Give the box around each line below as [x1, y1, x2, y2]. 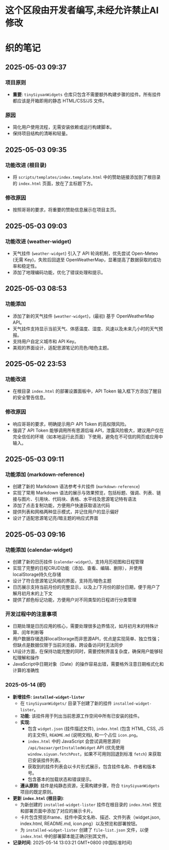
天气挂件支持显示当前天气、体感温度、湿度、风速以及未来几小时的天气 [12, 325, 159, 332]
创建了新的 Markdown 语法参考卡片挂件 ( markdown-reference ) [12, 483, 140, 489]
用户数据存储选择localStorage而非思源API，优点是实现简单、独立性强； [12, 636, 161, 642]
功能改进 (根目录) [5, 162, 47, 169]
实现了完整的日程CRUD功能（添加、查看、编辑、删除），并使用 [12, 565, 143, 571]
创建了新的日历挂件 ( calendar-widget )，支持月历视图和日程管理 [12, 559, 144, 565]
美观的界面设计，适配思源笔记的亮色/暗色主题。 [12, 344, 112, 351]
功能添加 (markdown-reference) [5, 471, 85, 478]
